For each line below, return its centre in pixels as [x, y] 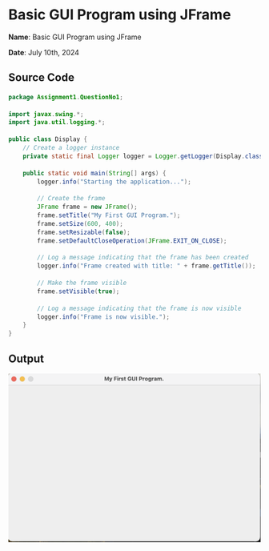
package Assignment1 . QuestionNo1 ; [66, 97]
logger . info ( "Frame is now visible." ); [104, 317]
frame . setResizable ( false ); [84, 232]
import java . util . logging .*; [57, 123]
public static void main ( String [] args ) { [94, 173]
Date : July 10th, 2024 [44, 52]
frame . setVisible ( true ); [78, 291]
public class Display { [48, 139]
